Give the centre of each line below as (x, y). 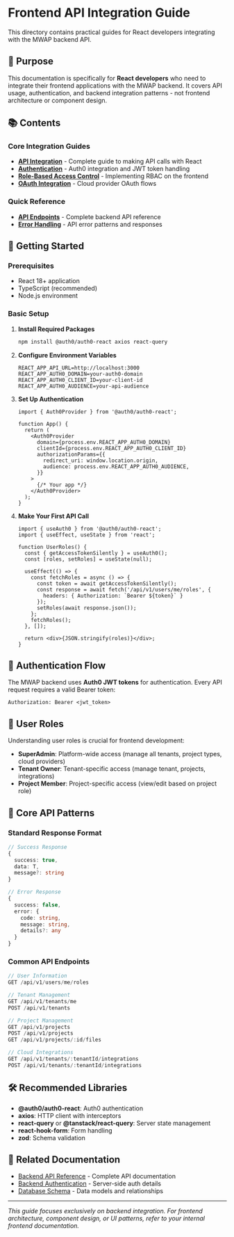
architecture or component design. (58, 100)
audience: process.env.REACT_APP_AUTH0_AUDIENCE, (116, 466)
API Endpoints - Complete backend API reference (90, 216)
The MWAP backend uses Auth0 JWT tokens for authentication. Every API (115, 683)
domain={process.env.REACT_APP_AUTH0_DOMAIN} (103, 442)
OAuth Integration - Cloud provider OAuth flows (87, 184)
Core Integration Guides (49, 146)
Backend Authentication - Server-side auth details (90, 1183)
